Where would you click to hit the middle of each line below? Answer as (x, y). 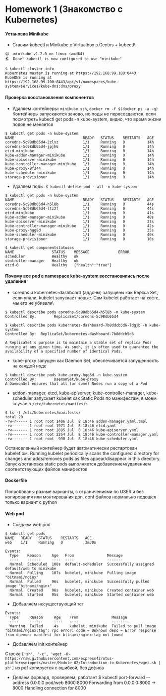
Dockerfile (16, 480)
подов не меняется (33, 124)
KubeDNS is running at (28, 78)
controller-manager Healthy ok (42, 261)
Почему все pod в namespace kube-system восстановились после (77, 276)
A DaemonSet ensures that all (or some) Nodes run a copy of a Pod (76, 384)
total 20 (14, 417)
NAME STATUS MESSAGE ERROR (67, 252)
